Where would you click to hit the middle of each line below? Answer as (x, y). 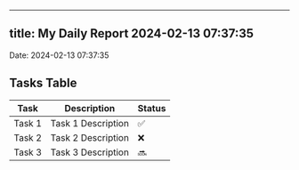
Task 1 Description (89, 123)
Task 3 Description (89, 152)
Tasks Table (43, 83)
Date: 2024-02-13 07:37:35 (59, 55)
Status (152, 108)
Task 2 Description (89, 137)
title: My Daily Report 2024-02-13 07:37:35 (132, 33)
